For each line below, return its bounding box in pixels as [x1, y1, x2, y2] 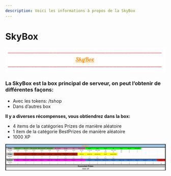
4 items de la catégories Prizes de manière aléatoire [12, 123, 122, 129]
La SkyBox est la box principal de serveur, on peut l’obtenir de [5, 80, 161, 87]
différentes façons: [5, 86, 54, 94]
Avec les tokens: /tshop [12, 98, 62, 104]
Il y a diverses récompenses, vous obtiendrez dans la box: [5, 113, 131, 119]
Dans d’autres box [12, 103, 51, 109]
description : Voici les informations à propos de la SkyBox [5, 8, 136, 13]
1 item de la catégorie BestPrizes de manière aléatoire [12, 128, 126, 134]
